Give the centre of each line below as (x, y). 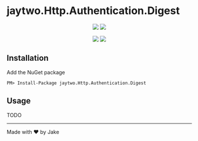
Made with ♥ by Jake (33, 132)
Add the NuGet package (36, 72)
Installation (28, 58)
